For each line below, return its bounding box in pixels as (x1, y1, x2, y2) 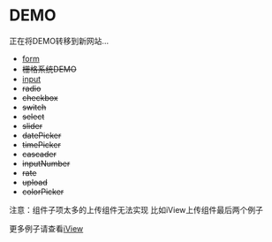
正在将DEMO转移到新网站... (9, 35, 109, 46)
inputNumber (21, 158, 71, 169)
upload (21, 177, 49, 187)
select (21, 111, 45, 122)
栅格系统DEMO (21, 64, 77, 74)
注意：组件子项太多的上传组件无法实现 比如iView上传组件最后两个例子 (9, 204, 263, 215)
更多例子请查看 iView (9, 223, 84, 234)
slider (21, 120, 42, 131)
